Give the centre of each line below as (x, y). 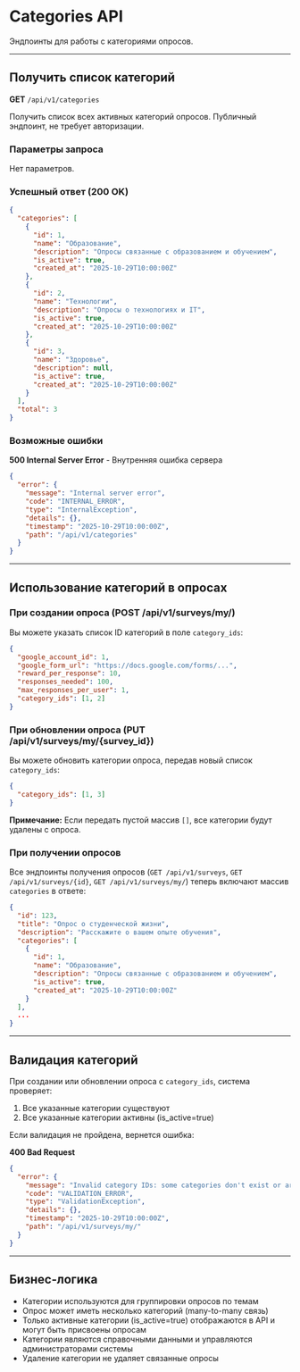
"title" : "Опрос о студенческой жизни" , (93, 924)
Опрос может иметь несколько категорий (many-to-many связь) (146, 1310)
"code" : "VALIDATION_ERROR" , (79, 1193)
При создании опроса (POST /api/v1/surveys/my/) (122, 613)
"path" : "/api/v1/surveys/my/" (83, 1227)
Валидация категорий (74, 1060)
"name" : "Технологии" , (75, 301)
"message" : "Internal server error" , (96, 493)
